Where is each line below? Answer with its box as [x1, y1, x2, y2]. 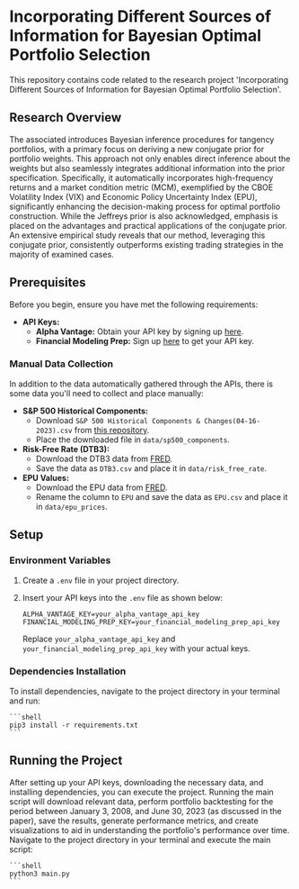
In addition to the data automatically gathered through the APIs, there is [9, 378, 274, 389]
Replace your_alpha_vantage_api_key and [22, 633, 176, 644]
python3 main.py [9, 869, 70, 878]
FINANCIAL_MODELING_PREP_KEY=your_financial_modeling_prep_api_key [22, 617, 280, 627]
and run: [9, 695, 40, 706]
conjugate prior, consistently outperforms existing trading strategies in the [9, 239, 285, 249]
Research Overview [9, 110, 122, 125]
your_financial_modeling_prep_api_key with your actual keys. [22, 642, 251, 654]
